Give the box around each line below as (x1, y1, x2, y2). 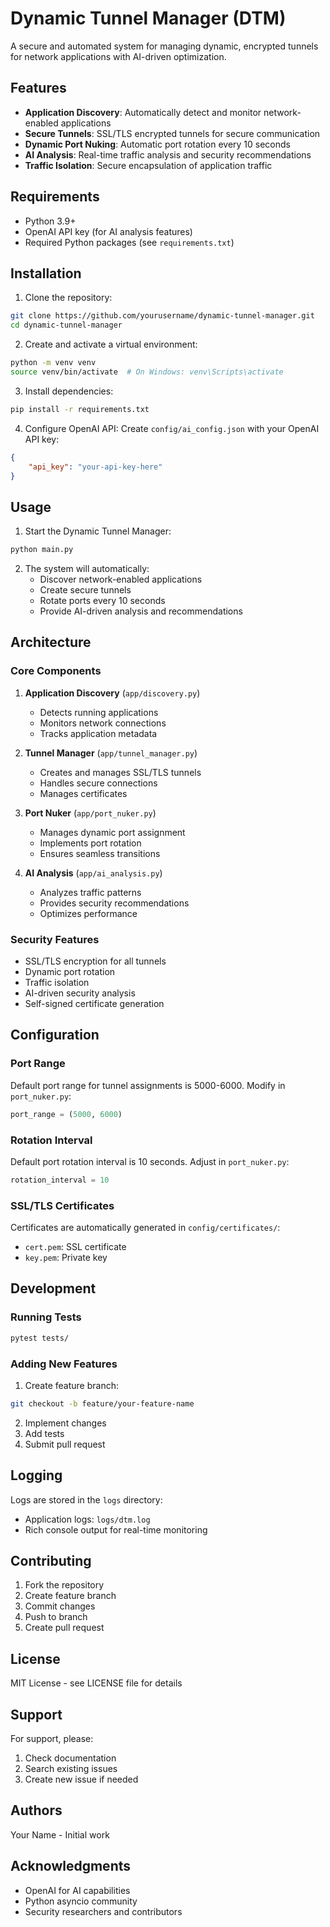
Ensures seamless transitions (39, 847, 161, 859)
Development (10, 1280, 97, 1297)
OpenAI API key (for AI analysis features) (24, 225, 193, 237)
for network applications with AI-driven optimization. (10, 50, 227, 62)
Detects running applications (39, 706, 159, 718)
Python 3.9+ (24, 215, 77, 227)
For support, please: (10, 1733, 94, 1745)
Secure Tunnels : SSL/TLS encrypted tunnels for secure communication (24, 127, 321, 139)
